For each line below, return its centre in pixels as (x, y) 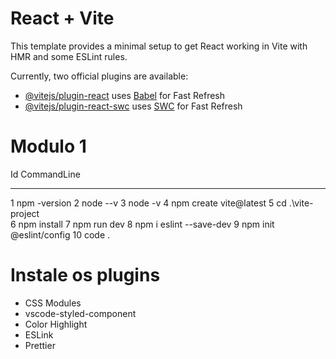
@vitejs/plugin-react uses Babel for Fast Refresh (125, 95)
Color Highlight (56, 324)
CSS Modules (53, 303)
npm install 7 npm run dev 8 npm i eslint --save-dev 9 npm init (146, 224)
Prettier (40, 345)
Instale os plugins (85, 275)
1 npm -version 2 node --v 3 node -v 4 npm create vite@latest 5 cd (148, 203)
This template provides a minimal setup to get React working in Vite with (159, 46)
